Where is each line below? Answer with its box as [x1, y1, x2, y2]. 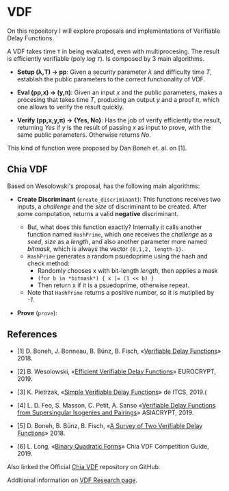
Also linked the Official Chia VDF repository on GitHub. [7, 462, 161, 470]
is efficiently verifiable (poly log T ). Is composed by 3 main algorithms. [7, 54, 205, 62]
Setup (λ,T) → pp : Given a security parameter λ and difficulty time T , [16, 68, 212, 76]
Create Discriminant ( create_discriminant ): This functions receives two [16, 195, 221, 203]
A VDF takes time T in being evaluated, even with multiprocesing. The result [7, 47, 220, 55]
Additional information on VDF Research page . [7, 476, 138, 484]
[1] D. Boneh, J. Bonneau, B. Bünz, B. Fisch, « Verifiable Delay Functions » [16, 347, 221, 355]
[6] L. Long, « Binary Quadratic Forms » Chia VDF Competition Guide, [16, 442, 210, 450]
